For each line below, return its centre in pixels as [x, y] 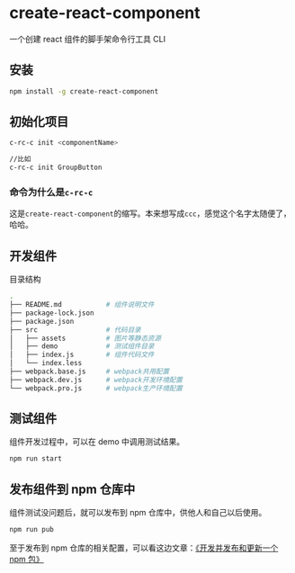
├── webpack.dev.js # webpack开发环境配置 [96, 380]
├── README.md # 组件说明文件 [82, 305]
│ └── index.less [46, 363]
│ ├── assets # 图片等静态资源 [85, 338]
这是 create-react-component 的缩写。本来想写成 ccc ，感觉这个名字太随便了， [150, 213]
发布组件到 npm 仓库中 [72, 489]
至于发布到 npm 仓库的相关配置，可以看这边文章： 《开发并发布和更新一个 [144, 548]
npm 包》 [27, 560]
